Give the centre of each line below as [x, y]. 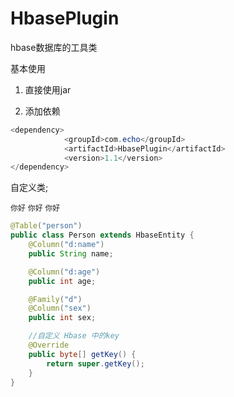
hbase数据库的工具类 [54, 47]
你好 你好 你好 [35, 208]
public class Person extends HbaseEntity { [102, 235]
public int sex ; [62, 318]
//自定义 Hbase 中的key [74, 336]
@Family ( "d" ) [55, 299]
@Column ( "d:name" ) [66, 245]
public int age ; [62, 281]
